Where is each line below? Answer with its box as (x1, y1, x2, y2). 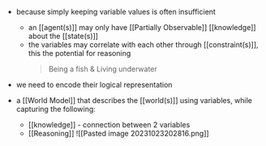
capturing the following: (15, 105, 96, 114)
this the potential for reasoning (28, 49, 131, 58)
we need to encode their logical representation (15, 80, 173, 89)
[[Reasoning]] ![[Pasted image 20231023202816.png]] (28, 129, 209, 138)
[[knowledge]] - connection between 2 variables (28, 120, 191, 129)
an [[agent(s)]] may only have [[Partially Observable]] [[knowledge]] (28, 23, 257, 32)
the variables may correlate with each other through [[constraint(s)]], (28, 40, 259, 49)
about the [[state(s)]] (28, 32, 99, 41)
